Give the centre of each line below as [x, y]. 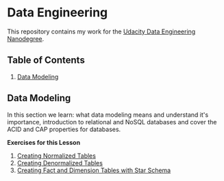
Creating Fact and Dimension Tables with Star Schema [94, 170]
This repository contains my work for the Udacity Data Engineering [101, 31]
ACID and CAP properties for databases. [64, 129]
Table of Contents [46, 60]
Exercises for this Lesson [44, 142]
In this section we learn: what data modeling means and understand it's [108, 115]
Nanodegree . [26, 38]
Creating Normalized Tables [56, 156]
